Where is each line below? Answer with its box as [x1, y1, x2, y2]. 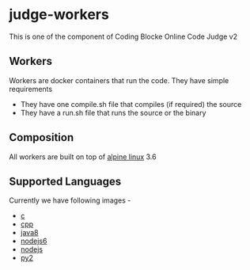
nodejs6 [20, 236, 47, 246]
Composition [9, 131, 74, 144]
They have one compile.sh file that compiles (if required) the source [20, 99, 242, 108]
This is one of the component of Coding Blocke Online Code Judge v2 [9, 32, 238, 41]
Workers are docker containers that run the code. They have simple [9, 75, 229, 85]
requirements [9, 84, 53, 93]
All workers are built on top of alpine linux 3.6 [9, 152, 157, 162]
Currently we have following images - [9, 196, 131, 205]
